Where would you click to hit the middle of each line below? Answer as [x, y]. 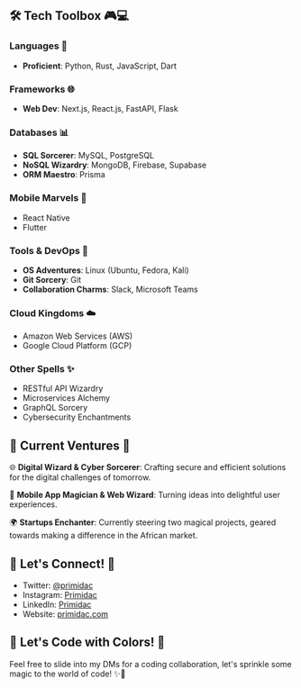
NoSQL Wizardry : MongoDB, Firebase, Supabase [114, 165]
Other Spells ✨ [42, 369]
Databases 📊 [39, 132]
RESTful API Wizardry [63, 389]
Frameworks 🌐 [42, 89]
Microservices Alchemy [66, 398]
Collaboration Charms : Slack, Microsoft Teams [110, 289]
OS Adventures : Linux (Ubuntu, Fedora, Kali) [105, 270]
